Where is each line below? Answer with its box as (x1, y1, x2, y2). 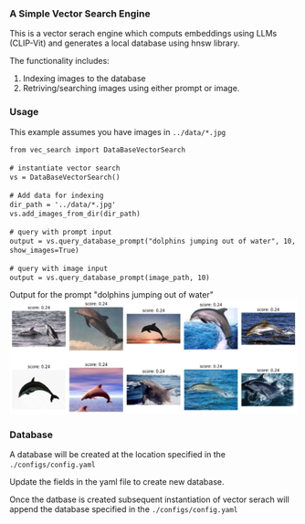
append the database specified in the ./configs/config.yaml (9, 504, 238, 515)
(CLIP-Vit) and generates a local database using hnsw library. (9, 37, 240, 48)
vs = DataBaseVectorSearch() (9, 173, 121, 182)
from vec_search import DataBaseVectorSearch (9, 145, 185, 154)
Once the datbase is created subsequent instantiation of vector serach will (9, 494, 289, 505)
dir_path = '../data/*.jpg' (9, 200, 117, 209)
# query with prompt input (9, 227, 112, 236)
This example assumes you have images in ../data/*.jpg (9, 126, 226, 137)
